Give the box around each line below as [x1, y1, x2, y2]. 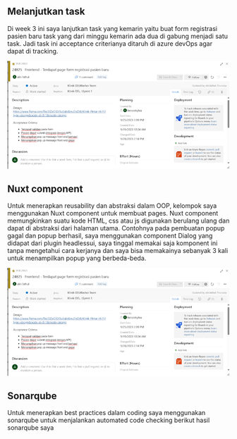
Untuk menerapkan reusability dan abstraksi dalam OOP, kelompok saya [7, 201, 217, 210]
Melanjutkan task [7, 6, 85, 18]
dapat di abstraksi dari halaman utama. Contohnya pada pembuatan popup [7, 223, 225, 232]
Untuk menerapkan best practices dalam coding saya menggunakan [7, 409, 206, 417]
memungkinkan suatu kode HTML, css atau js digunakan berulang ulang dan [7, 216, 230, 225]
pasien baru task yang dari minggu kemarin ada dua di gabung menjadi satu [7, 32, 228, 40]
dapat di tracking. [7, 47, 59, 55]
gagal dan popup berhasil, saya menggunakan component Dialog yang [7, 231, 213, 240]
